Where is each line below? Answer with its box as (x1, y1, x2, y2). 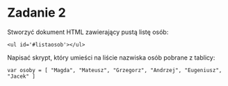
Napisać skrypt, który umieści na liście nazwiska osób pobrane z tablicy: (7, 53, 215, 62)
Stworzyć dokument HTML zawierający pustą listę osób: (7, 28, 169, 36)
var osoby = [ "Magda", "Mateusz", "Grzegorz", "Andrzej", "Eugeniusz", (7, 67, 222, 74)
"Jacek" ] (7, 73, 36, 80)
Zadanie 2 (7, 5, 66, 21)
